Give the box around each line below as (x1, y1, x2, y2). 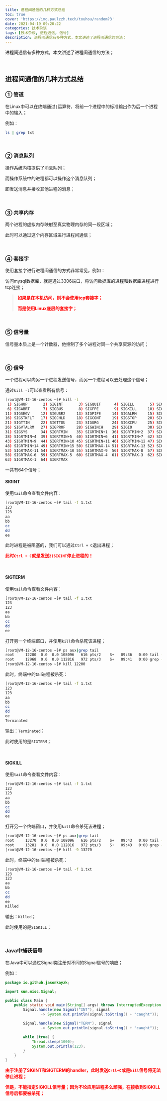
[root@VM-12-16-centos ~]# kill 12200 (5, 661, 85, 667)
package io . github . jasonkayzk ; (5, 980, 70, 985)
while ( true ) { (23, 1034, 55, 1039)
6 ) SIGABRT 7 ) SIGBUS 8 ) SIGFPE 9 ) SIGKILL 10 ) (7, 406, 155, 411)
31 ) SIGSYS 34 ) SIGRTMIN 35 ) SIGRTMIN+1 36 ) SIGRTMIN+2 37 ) (5, 430, 155, 435)
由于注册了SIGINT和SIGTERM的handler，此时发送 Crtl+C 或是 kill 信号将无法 (5, 1067, 161, 1073)
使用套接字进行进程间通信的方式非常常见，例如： (5, 267, 105, 274)
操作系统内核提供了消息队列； (5, 165, 66, 171)
